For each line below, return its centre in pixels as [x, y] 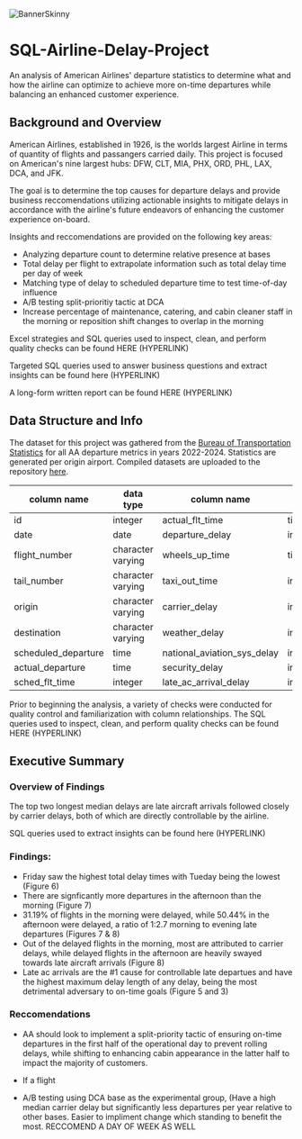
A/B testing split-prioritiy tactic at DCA [93, 302]
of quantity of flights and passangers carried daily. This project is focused [146, 154]
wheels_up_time [196, 555]
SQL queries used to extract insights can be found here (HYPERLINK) [138, 834]
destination [37, 632]
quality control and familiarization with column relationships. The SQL [138, 714]
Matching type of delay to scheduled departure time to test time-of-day [155, 283]
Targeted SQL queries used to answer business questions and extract [138, 366]
